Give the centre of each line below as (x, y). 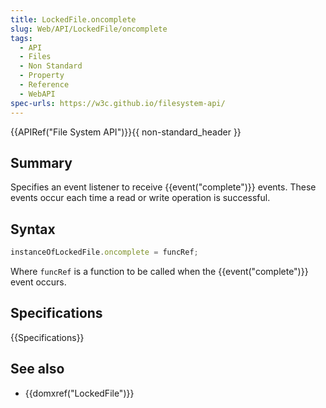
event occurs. (38, 282)
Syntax (33, 229)
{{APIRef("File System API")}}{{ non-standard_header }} (126, 132)
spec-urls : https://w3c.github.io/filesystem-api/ (118, 103)
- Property (42, 76)
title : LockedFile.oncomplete (73, 19)
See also (37, 369)
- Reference (44, 85)
